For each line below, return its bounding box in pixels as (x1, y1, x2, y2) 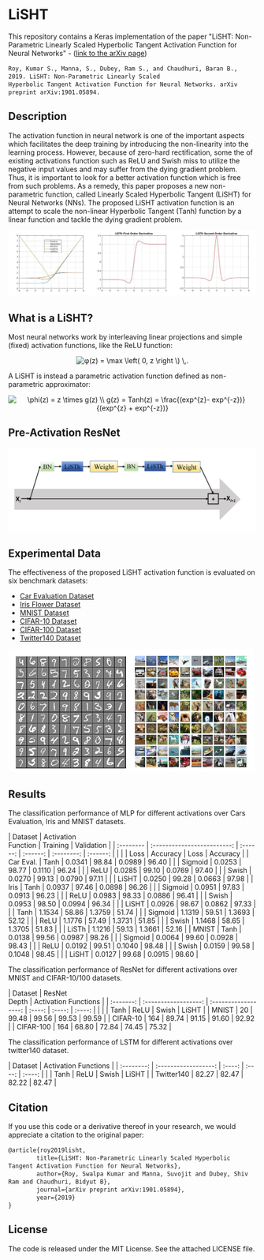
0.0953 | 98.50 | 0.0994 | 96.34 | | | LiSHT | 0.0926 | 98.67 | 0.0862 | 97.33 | (8, 899, 256, 909)
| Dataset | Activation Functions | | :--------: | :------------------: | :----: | (8, 1061, 244, 1071)
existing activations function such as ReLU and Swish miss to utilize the (8, 156, 240, 165)
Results (8, 787, 46, 801)
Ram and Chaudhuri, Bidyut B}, (8, 1178, 111, 1186)
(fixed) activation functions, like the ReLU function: (8, 340, 173, 350)
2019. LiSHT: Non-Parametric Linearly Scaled (8, 73, 160, 81)
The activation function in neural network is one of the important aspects (8, 130, 245, 140)
